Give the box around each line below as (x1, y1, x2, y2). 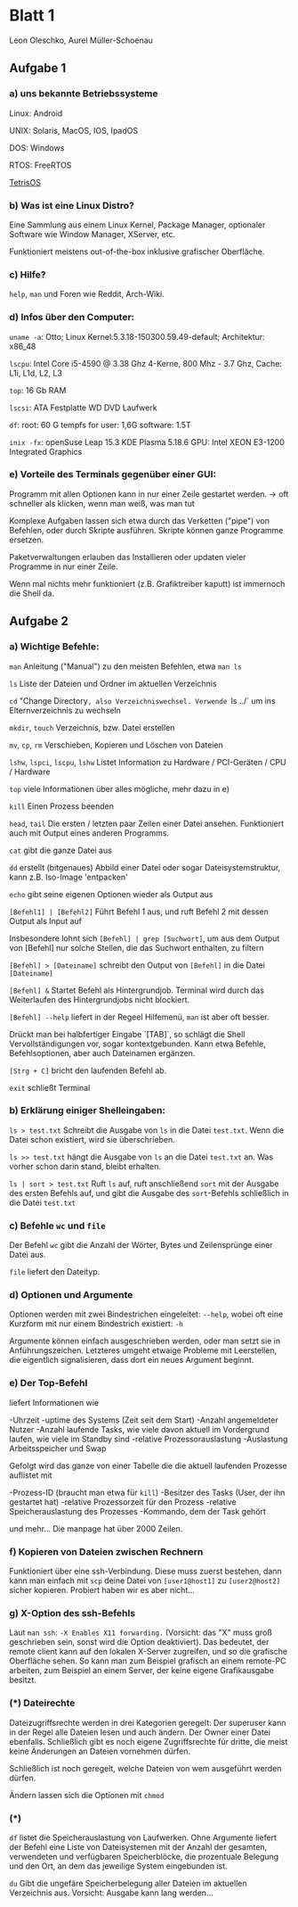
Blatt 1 (9, 5, 55, 26)
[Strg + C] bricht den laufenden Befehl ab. (9, 1065, 167, 1076)
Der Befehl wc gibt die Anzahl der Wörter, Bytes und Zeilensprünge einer (9, 1240, 273, 1251)
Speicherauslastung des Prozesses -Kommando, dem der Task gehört (9, 1506, 267, 1516)
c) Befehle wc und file (9, 1219, 106, 1232)
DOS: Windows (9, 142, 65, 153)
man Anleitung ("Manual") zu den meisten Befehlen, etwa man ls (9, 661, 242, 672)
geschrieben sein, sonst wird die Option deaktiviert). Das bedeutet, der (9, 1637, 270, 1647)
